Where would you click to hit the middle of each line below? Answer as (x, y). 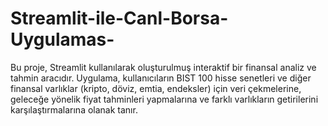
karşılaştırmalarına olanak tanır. (74, 109)
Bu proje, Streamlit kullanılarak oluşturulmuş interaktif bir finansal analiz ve (163, 67)
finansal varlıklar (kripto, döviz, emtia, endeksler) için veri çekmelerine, (156, 88)
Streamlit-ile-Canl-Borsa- (119, 18)
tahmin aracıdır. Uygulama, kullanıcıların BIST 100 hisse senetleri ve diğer (161, 78)
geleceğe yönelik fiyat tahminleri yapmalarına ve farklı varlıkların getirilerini (164, 99)
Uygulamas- (62, 39)
